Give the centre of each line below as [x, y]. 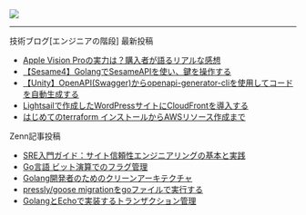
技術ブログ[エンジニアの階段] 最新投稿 [82, 41]
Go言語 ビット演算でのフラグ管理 [85, 166]
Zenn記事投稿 [35, 136]
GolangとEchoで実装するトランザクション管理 [109, 200]
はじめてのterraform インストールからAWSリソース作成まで [134, 117]
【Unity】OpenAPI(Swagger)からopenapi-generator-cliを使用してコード [158, 83]
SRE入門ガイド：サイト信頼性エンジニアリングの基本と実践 [134, 155]
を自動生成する [51, 94]
